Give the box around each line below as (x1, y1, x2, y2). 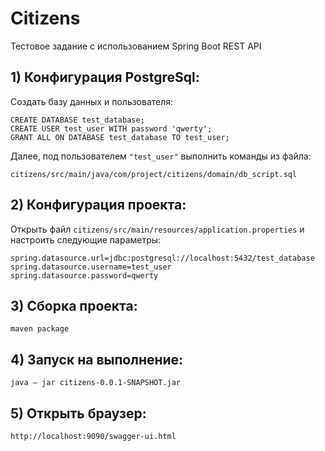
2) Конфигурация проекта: (10, 197, 187, 214)
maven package (10, 324, 70, 334)
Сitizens (10, 7, 81, 30)
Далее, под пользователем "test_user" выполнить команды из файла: (10, 150, 312, 162)
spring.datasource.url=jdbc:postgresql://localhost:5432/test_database (10, 253, 315, 263)
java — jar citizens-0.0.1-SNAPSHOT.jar (10, 378, 182, 388)
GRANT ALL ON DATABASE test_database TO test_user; (10, 132, 230, 142)
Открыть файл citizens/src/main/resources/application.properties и (10, 223, 305, 235)
